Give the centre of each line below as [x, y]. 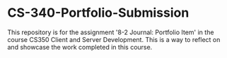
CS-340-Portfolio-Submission [98, 13]
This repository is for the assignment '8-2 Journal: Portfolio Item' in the [111, 32]
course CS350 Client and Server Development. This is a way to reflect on [114, 39]
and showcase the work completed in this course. [80, 47]
